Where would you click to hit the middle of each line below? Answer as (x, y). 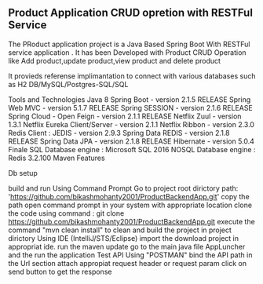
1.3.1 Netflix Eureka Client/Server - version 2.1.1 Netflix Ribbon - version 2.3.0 (131, 124)
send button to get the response (60, 271)
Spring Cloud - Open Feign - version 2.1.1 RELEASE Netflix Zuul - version (125, 116)
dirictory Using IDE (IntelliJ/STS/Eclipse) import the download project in (124, 238)
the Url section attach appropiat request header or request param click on (128, 263)
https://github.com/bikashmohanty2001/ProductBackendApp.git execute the (131, 221)
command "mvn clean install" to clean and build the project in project (120, 230)
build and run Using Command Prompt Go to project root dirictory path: (123, 188)
